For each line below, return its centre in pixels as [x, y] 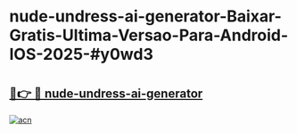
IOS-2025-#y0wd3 [81, 54]
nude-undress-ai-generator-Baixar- [146, 17]
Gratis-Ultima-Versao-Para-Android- [149, 35]
